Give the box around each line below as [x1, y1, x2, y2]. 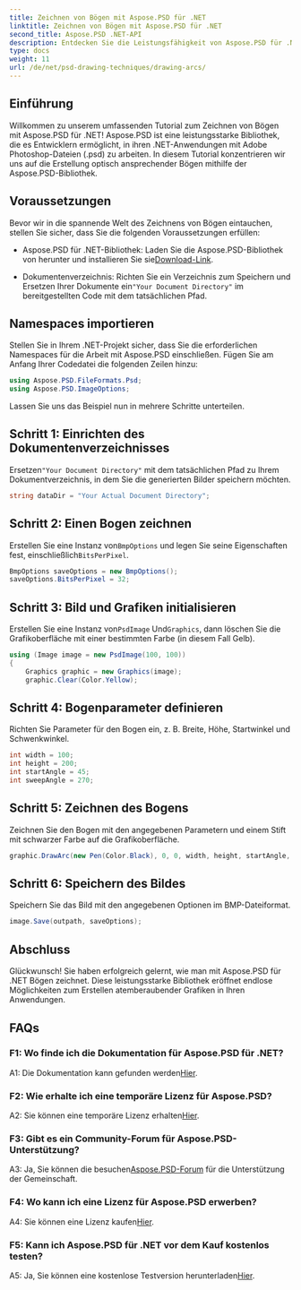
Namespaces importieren [9, 315, 155, 331]
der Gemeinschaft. [9, 1174, 78, 1184]
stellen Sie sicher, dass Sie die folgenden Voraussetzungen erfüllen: [9, 227, 261, 237]
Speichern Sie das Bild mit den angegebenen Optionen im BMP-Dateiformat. [9, 899, 291, 910]
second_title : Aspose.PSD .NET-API [9, 30, 142, 39]
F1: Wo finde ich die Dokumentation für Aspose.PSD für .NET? [9, 1047, 284, 1060]
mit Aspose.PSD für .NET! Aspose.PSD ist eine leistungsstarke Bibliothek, [9, 129, 280, 140]
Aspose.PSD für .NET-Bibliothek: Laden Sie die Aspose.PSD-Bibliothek [21, 244, 284, 255]
